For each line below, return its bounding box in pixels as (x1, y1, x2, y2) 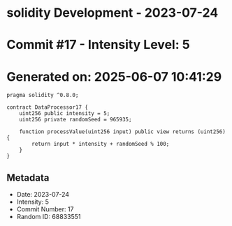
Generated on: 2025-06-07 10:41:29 (6, 68, 222, 84)
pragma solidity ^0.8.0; (6, 92, 79, 99)
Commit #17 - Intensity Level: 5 (6, 37, 190, 53)
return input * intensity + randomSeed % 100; (31, 141, 170, 148)
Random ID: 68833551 (16, 213, 81, 221)
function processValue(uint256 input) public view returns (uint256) (19, 128, 226, 135)
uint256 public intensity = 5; (19, 110, 110, 117)
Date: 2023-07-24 (16, 190, 70, 199)
